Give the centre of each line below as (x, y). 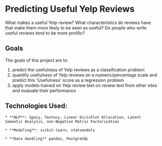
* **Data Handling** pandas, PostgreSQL (47, 139)
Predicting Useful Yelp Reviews (70, 9)
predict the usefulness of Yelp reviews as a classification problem (78, 70)
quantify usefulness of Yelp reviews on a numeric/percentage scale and (85, 75)
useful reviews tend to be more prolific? (45, 33)
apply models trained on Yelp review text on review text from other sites (85, 85)
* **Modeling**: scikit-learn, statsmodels (50, 130)
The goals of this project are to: (37, 60)
